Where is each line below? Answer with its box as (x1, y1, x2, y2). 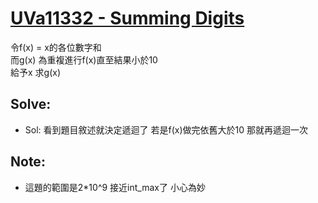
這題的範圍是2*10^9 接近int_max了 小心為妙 (24, 181, 206, 193)
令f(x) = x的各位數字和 (10, 41, 102, 53)
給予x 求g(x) (10, 66, 62, 78)
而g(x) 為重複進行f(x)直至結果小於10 (10, 53, 158, 66)
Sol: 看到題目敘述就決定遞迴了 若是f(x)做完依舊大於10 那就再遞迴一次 (24, 123, 308, 136)
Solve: (10, 96, 52, 113)
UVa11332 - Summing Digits (10, 7, 245, 30)
